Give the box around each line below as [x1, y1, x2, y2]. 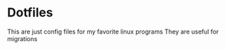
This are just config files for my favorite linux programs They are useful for [7, 27, 219, 36]
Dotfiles [7, 5, 53, 21]
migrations [7, 34, 38, 42]
